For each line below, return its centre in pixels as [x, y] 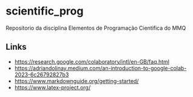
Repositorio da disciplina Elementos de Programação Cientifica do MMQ [96, 28]
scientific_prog [45, 11]
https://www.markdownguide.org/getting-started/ [76, 81]
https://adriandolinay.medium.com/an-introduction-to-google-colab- [100, 68]
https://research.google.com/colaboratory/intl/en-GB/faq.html [92, 61]
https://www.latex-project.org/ [52, 87]
